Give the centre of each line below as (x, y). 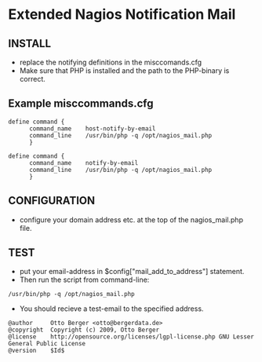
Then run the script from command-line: (84, 280)
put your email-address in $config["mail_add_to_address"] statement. (132, 272)
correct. (32, 79)
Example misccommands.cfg (81, 104)
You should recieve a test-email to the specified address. (111, 309)
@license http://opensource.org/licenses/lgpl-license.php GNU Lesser (131, 337)
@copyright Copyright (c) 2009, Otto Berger (84, 330)
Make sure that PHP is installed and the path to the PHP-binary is (124, 71)
